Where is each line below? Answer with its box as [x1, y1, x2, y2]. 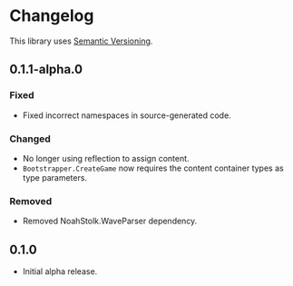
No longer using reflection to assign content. [22, 153, 190, 163]
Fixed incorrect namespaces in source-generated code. [22, 110, 231, 121]
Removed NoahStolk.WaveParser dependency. [22, 215, 198, 227]
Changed [9, 133, 52, 145]
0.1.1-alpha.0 [9, 62, 83, 77]
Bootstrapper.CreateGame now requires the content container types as [22, 163, 284, 173]
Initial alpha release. [22, 266, 98, 277]
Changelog [9, 5, 94, 26]
